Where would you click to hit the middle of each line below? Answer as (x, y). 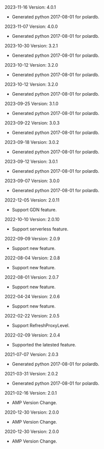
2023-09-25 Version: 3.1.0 (32, 104)
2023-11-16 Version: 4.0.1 (30, 7)
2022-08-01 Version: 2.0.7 (32, 277)
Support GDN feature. (34, 210)
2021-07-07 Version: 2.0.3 (32, 354)
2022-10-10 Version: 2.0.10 (32, 219)
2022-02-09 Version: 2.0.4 (32, 335)
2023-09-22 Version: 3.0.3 (32, 123)
